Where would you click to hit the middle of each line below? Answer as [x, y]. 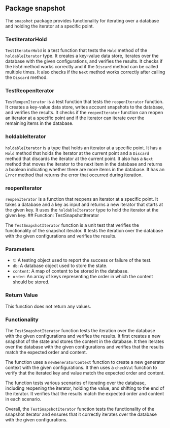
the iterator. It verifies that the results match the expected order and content [85, 393]
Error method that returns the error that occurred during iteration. [74, 175]
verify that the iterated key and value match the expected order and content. [85, 373]
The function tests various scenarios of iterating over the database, [76, 383]
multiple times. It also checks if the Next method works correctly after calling [85, 72]
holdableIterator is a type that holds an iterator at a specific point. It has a [83, 148]
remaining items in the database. [39, 123]
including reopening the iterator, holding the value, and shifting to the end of [85, 388]
